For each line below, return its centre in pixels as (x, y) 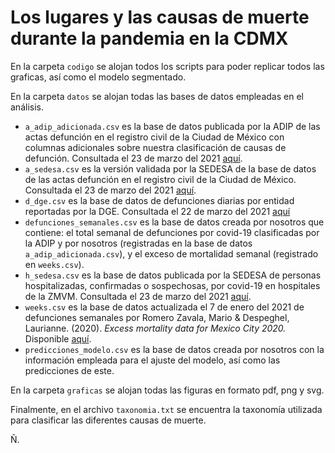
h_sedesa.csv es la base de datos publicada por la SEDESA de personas (173, 275)
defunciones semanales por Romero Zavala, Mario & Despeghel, (157, 317)
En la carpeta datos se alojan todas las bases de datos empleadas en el (157, 96)
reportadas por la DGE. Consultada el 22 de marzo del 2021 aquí (157, 211)
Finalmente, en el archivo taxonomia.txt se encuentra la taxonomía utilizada (166, 409)
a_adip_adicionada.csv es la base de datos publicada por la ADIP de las (172, 126)
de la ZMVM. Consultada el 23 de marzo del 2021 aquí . (138, 296)
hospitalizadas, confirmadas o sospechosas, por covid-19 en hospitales (172, 285)
